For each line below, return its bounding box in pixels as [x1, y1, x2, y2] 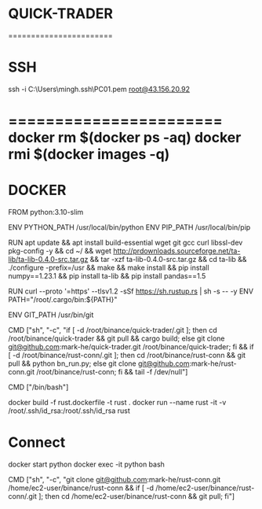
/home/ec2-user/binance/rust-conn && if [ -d [8, 483, 155, 492]
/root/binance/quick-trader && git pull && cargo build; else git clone [8, 334, 225, 343]
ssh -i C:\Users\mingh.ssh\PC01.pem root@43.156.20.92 [8, 84, 191, 94]
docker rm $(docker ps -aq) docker [8, 129, 242, 146]
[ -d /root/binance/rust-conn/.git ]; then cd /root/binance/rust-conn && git [8, 351, 246, 360]
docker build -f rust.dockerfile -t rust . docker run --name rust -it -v [8, 398, 227, 407]
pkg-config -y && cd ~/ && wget [8, 246, 112, 256]
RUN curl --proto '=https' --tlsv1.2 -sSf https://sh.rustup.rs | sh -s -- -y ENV [8, 286, 253, 296]
